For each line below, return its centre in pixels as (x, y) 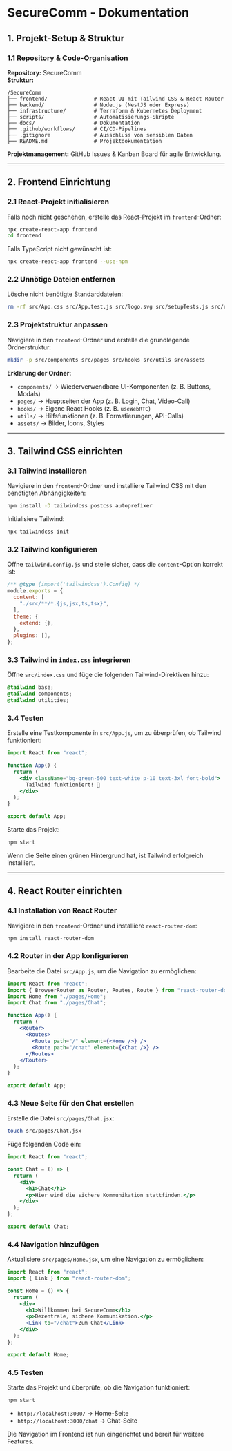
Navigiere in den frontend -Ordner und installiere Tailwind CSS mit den (107, 486)
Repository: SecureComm (45, 72)
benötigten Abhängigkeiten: (47, 493)
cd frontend (24, 236)
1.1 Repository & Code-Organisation (68, 58)
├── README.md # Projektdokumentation (85, 141)
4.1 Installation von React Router (62, 910)
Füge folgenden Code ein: (44, 1145)
